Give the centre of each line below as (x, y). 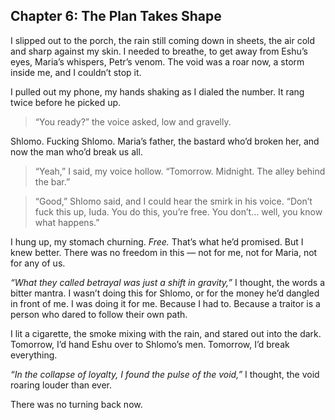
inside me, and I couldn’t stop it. (76, 72)
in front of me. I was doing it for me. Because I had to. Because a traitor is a (165, 303)
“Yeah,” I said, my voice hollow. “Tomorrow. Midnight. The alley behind (180, 171)
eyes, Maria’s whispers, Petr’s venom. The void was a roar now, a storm (157, 61)
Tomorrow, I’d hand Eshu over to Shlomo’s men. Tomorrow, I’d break (150, 344)
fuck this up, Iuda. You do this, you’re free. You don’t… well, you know (178, 211)
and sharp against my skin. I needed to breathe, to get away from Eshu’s (159, 51)
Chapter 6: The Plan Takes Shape (116, 16)
